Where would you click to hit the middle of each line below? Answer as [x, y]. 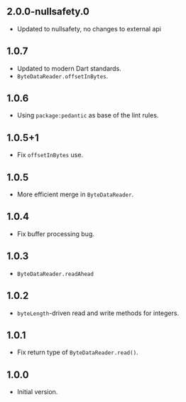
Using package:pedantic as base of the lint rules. [88, 115]
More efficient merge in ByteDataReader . [75, 194]
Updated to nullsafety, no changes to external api [89, 28]
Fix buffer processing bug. [56, 233]
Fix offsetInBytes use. [50, 155]
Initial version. [37, 392]
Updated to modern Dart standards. [69, 68]
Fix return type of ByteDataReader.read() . [78, 352]
